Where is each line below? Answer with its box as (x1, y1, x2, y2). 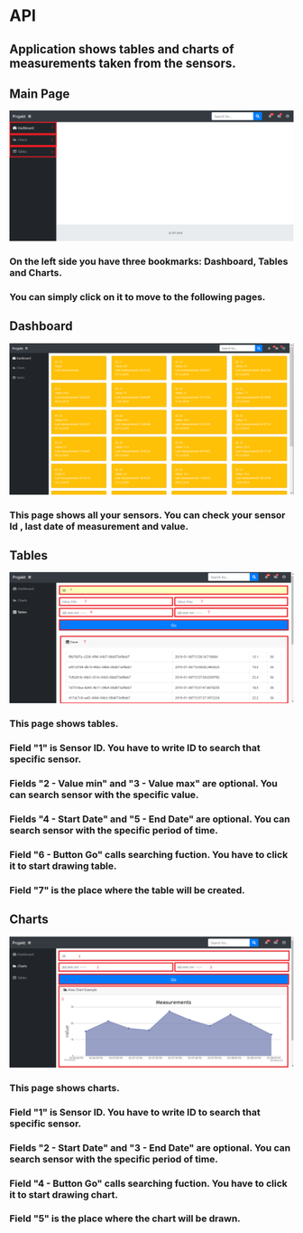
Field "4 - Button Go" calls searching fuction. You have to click (9, 1177, 289, 1190)
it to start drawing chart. (9, 1188, 119, 1200)
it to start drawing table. (9, 860, 117, 872)
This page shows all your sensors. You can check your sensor (9, 508, 286, 521)
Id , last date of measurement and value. (9, 520, 189, 532)
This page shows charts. (9, 1081, 120, 1094)
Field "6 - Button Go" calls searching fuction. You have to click (9, 848, 289, 861)
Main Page (9, 86, 70, 101)
